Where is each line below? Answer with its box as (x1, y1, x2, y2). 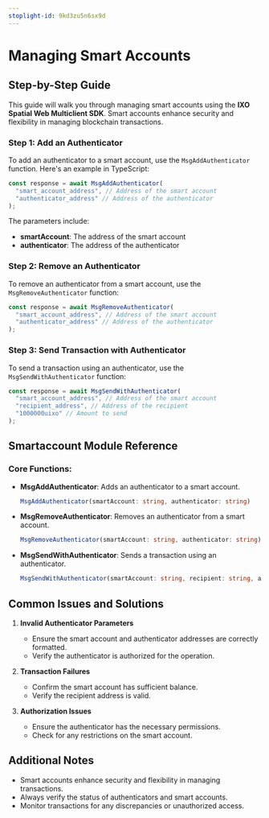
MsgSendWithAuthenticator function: (8, 371, 127, 381)
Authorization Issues (19, 706, 92, 717)
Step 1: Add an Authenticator (8, 137, 123, 148)
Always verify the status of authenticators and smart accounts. (19, 792, 228, 802)
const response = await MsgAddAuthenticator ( (8, 179, 163, 188)
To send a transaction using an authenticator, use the (8, 363, 185, 373)
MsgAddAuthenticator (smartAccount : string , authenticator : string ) (19, 497, 251, 506)
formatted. (31, 642, 67, 652)
